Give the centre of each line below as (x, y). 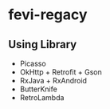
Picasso (33, 63)
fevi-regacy (48, 15)
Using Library (43, 44)
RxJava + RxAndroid (53, 81)
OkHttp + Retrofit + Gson (61, 72)
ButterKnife (38, 89)
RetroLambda (42, 97)
